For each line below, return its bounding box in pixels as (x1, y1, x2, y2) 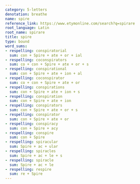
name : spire (5, 16, 29, 21)
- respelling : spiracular (5, 139, 58, 145)
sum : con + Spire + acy (9, 126, 58, 131)
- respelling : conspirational (5, 67, 67, 72)
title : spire (5, 35, 32, 40)
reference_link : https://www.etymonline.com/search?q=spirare (5, 21, 135, 26)
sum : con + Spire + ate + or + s (9, 107, 78, 113)
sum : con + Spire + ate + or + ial (9, 53, 83, 58)
